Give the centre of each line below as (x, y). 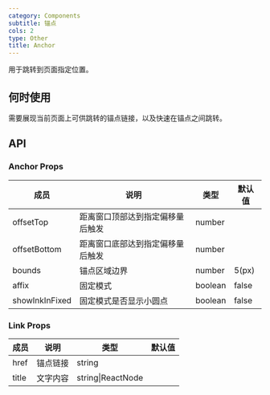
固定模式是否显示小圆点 (124, 300)
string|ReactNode (110, 377)
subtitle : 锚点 (33, 23)
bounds (27, 270)
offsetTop (31, 222)
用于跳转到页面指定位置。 (51, 70)
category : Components (45, 16)
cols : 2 (21, 31)
